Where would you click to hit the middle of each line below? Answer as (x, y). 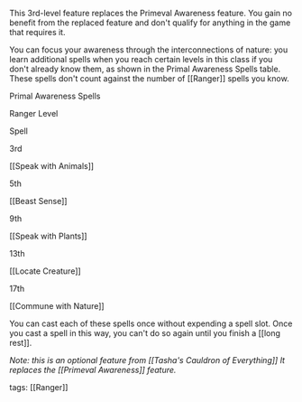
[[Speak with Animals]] (52, 166)
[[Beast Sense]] (38, 201)
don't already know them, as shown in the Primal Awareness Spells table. (145, 69)
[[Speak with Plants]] (48, 236)
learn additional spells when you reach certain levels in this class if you (141, 59)
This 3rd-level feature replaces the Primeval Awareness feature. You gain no (151, 13)
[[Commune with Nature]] (57, 306)
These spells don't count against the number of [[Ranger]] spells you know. (150, 79)
